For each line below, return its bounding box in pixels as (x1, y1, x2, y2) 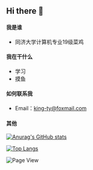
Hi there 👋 (6, 6, 44, 16)
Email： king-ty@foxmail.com (14, 105, 87, 112)
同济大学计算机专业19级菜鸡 (14, 38, 84, 45)
